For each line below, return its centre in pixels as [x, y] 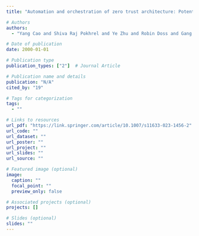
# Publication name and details [46, 76]
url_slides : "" [25, 153]
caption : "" [26, 180]
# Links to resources [33, 120]
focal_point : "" [31, 186]
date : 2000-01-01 [28, 50]
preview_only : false [37, 191]
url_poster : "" [25, 142]
